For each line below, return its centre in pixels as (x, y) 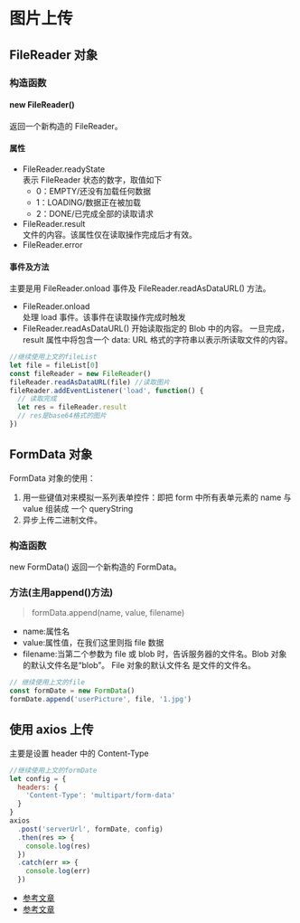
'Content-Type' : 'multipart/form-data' (101, 796)
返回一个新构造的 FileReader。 (66, 126)
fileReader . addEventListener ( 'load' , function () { (107, 391)
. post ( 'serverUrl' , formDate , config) (91, 829)
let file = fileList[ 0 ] (54, 365)
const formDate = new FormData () (72, 691)
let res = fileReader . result (72, 408)
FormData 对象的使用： (53, 478)
